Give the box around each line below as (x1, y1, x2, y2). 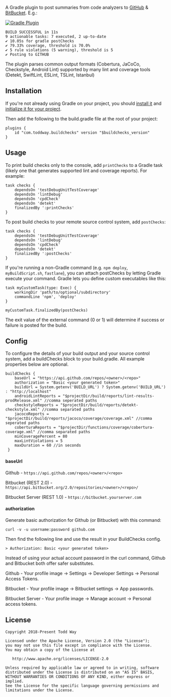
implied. (5, 679, 24, 684)
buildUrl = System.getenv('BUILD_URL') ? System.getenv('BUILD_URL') (14, 385, 166, 390)
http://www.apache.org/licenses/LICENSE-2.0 (12, 656, 109, 661)
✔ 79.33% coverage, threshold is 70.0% (5, 43, 91, 48)
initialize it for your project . (5, 105, 62, 112)
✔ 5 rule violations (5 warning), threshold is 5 (5, 48, 114, 53)
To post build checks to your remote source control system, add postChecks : (5, 219, 166, 225)
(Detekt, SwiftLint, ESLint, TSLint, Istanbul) (5, 72, 95, 78)
